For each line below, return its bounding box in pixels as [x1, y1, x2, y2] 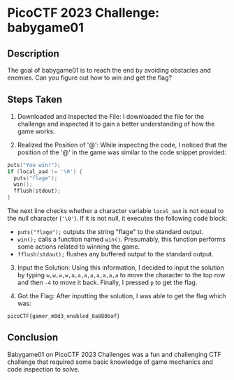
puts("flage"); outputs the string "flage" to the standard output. [17, 228, 204, 236]
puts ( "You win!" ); [7, 161, 61, 168]
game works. [17, 127, 55, 136]
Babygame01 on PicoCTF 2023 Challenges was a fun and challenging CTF [7, 350, 221, 358]
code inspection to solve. [7, 365, 80, 373]
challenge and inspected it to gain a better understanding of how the [17, 119, 215, 128]
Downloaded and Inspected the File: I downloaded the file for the [17, 112, 205, 120]
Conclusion [7, 332, 59, 344]
